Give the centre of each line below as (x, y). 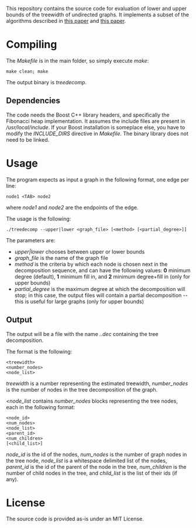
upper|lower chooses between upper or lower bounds (80, 252)
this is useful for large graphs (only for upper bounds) (79, 301)
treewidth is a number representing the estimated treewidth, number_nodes (97, 383)
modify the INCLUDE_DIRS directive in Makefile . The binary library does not (97, 133)
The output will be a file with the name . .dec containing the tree (82, 334)
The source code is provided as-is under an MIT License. (75, 519)
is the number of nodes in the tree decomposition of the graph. (82, 389)
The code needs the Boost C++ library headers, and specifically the (88, 115)
